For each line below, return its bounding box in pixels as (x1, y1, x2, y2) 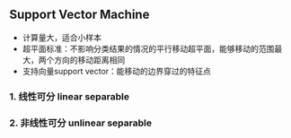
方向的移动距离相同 (53, 54, 126, 65)
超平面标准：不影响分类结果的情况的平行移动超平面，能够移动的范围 (22, 43, 275, 54)
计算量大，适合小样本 (22, 31, 101, 43)
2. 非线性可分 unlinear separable (9, 116, 153, 129)
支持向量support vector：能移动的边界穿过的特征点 (22, 65, 211, 76)
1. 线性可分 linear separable (9, 90, 130, 102)
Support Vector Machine (9, 7, 150, 22)
